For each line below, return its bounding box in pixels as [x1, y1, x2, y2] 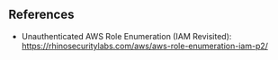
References [8, 7, 75, 22]
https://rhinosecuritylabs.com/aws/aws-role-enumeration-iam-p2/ [21, 40, 269, 51]
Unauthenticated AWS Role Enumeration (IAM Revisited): [21, 30, 232, 41]
